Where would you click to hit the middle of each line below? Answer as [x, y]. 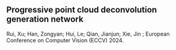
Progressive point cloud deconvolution [82, 10]
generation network [45, 20]
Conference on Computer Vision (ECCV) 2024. [65, 40]
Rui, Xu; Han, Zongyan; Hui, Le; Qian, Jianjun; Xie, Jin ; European [88, 34]
